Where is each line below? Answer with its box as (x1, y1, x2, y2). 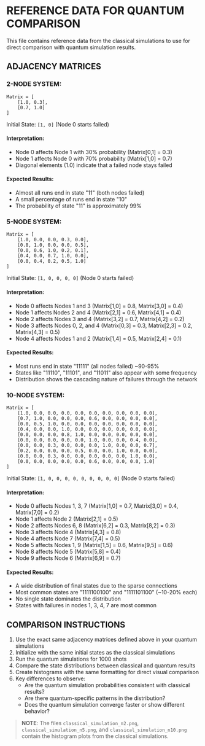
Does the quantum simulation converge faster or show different (24, 701, 185, 709)
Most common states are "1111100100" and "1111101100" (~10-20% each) (15, 589, 198, 596)
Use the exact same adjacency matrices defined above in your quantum (15, 636, 198, 643)
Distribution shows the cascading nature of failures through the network (15, 375, 198, 383)
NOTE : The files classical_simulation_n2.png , (21, 720, 139, 727)
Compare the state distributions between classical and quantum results (15, 662, 196, 669)
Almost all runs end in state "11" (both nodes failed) (15, 189, 145, 196)
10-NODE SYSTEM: (6, 390, 65, 399)
